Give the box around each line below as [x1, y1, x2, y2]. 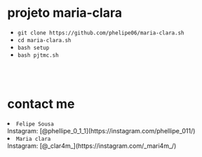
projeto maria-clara [7, 5, 123, 21]
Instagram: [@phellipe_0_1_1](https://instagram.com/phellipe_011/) [7, 126, 196, 135]
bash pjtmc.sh [17, 51, 59, 59]
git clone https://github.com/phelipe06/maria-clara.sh [17, 29, 184, 36]
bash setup [17, 44, 50, 51]
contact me [7, 96, 75, 112]
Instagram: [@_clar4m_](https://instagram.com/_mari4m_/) [7, 142, 177, 150]
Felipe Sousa [16, 121, 54, 128]
